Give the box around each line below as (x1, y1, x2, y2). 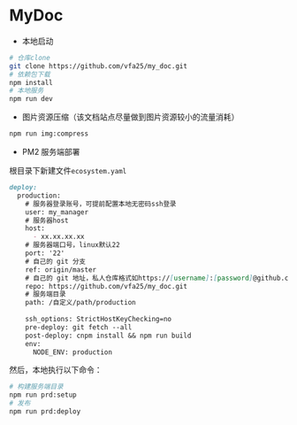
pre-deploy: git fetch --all (25, 322, 133, 332)
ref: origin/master (25, 265, 97, 274)
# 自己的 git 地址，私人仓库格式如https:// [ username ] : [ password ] (25, 274, 254, 282)
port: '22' (25, 249, 65, 258)
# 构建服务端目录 (9, 382, 64, 391)
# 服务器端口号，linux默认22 (25, 241, 121, 250)
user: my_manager (25, 207, 89, 217)
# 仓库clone (9, 53, 50, 62)
